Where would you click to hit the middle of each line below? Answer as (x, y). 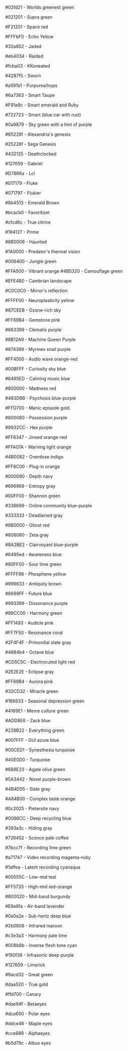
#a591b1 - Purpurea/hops (31, 85)
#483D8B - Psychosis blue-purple (41, 398)
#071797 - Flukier (23, 193)
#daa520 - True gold (27, 984)
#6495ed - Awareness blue (33, 554)
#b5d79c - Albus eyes (28, 1043)
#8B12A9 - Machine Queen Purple (41, 339)
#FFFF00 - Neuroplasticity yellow (40, 300)
